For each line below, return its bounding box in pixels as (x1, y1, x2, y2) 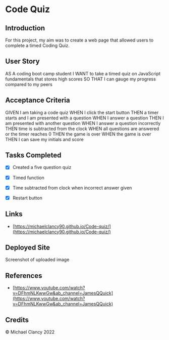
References (5, 271, 42, 280)
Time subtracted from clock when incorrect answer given (12, 185, 132, 191)
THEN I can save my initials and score (5, 136, 84, 142)
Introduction (5, 24, 45, 32)
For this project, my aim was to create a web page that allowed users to (5, 37, 154, 43)
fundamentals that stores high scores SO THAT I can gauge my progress (5, 76, 156, 82)
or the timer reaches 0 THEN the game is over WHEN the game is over (5, 131, 151, 137)
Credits (5, 315, 29, 324)
